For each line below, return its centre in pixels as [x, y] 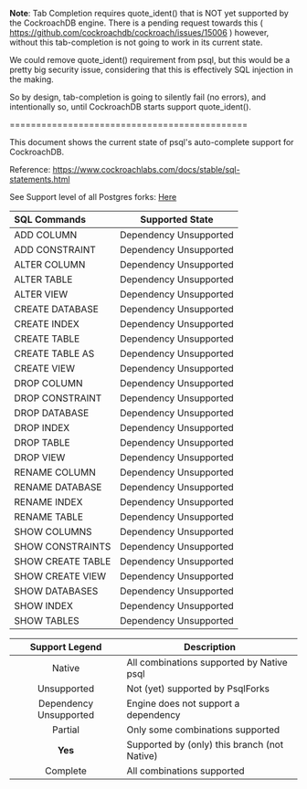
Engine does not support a [183, 704]
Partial [66, 730]
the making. [32, 79]
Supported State [177, 220]
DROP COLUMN [48, 383]
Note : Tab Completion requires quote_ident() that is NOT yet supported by [149, 13]
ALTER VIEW [41, 294]
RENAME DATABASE [58, 487]
